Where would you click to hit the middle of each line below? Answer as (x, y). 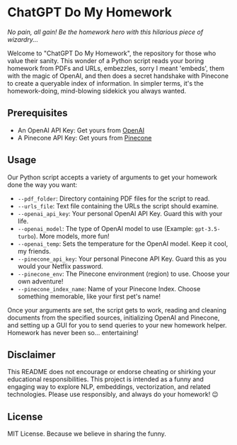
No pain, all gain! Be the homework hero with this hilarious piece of (105, 32)
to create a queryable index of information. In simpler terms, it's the (105, 83)
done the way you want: (42, 184)
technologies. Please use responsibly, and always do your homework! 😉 (113, 395)
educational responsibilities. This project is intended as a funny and (105, 379)
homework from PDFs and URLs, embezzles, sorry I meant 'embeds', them (116, 68)
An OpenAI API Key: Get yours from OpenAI (81, 130)
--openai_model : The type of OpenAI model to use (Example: (105, 228)
